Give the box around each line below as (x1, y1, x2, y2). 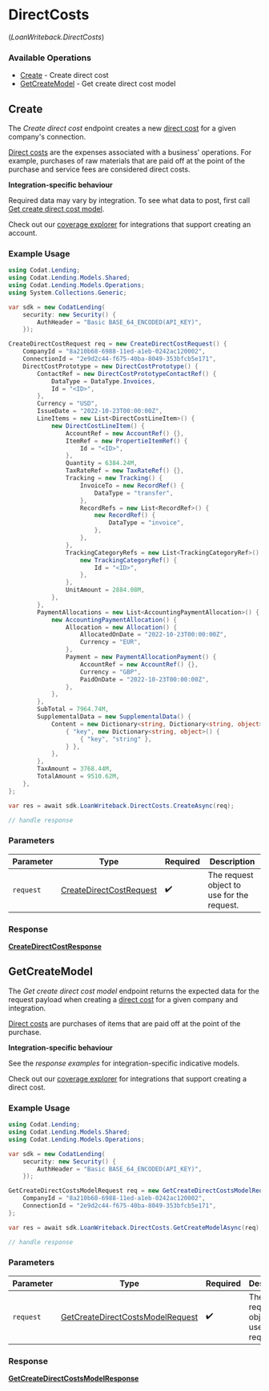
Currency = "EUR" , (79, 638, 142, 646)
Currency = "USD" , (37, 399, 98, 408)
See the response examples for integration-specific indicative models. (8, 1058, 240, 1068)
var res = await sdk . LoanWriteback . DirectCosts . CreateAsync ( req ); (8, 802, 235, 810)
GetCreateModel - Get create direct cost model (19, 79, 176, 89)
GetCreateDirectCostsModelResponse (8, 1373, 139, 1384)
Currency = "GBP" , (79, 668, 142, 676)
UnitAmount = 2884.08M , (65, 586, 146, 594)
